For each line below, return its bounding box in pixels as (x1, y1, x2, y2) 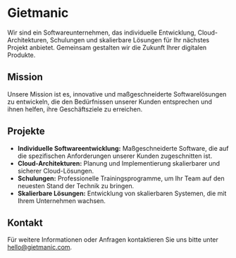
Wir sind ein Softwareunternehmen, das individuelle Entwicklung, (7, 28, 197, 37)
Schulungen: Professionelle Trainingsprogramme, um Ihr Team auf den (17, 174, 225, 183)
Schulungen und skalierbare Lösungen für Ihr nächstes (49, 35, 210, 44)
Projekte (7, 125, 45, 137)
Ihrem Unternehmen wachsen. (17, 196, 106, 205)
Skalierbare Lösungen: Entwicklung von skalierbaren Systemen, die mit (17, 189, 227, 197)
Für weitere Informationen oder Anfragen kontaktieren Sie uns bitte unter (7, 235, 218, 244)
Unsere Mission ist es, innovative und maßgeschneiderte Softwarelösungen (7, 90, 227, 98)
